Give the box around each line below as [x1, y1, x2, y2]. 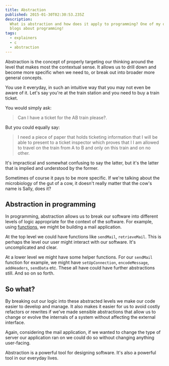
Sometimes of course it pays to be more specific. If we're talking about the [5, 174, 160, 181]
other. [17, 150, 30, 156]
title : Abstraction [5, 7, 46, 13]
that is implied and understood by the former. [5, 165, 99, 171]
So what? [5, 285, 35, 293]
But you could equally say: [5, 124, 60, 130]
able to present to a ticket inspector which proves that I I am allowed [17, 139, 159, 145]
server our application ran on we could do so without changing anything [5, 335, 154, 341]
